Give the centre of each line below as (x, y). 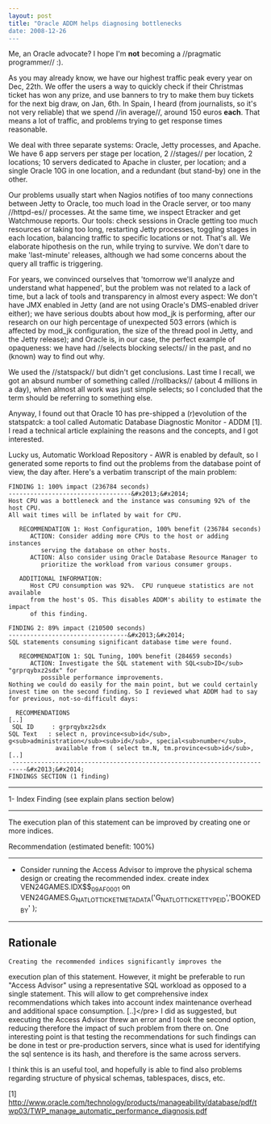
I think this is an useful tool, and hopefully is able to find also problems (125, 1069)
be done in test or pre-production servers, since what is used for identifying (134, 1045)
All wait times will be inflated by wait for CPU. (95, 515)
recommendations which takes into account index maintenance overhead (130, 1002)
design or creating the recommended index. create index (115, 879)
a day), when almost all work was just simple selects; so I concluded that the (135, 389)
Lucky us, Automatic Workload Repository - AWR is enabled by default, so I (133, 455)
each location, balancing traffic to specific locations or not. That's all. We (130, 238)
